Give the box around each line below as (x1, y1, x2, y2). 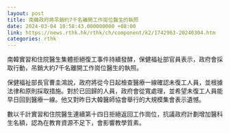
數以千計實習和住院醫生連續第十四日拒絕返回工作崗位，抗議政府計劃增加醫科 (7, 110, 223, 119)
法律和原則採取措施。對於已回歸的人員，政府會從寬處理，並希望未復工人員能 (7, 87, 223, 95)
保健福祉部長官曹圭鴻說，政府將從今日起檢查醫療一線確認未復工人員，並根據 (7, 78, 223, 86)
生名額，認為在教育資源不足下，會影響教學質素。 (7, 119, 145, 127)
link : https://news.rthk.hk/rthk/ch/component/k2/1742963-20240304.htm (7, 29, 216, 36)
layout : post (7, 10, 44, 17)
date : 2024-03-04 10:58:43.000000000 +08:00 (7, 23, 136, 29)
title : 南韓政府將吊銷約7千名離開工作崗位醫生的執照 (7, 16, 139, 23)
